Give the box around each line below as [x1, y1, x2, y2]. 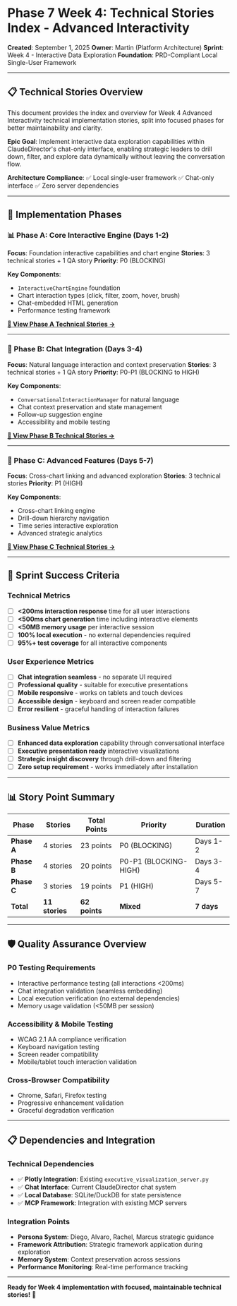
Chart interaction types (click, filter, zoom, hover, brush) [17, 291, 181, 300]
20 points [80, 861, 112, 871]
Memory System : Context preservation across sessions [17, 1255, 181, 1264]
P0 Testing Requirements [7, 963, 96, 973]
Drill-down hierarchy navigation [17, 514, 109, 523]
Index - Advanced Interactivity [7, 20, 190, 36]
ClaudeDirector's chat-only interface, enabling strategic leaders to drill [7, 145, 213, 153]
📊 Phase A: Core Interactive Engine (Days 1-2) [7, 231, 169, 241]
